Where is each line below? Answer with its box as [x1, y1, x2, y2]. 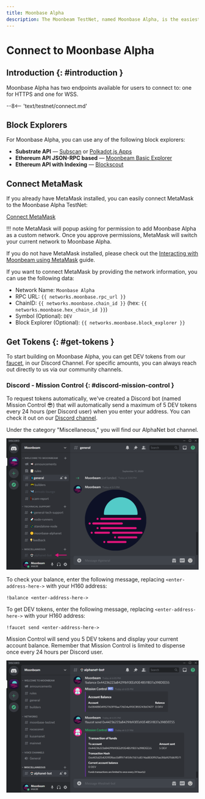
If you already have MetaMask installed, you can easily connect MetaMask [6, 195, 194, 202]
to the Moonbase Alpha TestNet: [6, 202, 88, 209]
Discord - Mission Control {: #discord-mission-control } [6, 381, 174, 389]
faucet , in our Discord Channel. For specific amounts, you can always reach [6, 359, 197, 367]
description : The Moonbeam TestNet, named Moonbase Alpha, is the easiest [6, 16, 201, 23]
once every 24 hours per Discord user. [6, 648, 104, 656]
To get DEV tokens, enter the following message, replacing [6, 605, 154, 613]
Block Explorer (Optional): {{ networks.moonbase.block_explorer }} [15, 319, 185, 326]
